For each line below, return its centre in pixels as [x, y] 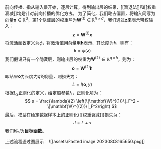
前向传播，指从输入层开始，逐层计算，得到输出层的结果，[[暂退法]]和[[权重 [80, 7]
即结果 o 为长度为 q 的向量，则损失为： [42, 76]
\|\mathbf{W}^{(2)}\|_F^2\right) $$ [82, 106]
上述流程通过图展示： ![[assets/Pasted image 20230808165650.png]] [75, 142]
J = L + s [82, 123]
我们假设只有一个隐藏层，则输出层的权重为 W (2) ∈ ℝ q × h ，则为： [70, 59]
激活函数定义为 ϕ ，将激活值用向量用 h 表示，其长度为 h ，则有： [71, 43]
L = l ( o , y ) [82, 84]
